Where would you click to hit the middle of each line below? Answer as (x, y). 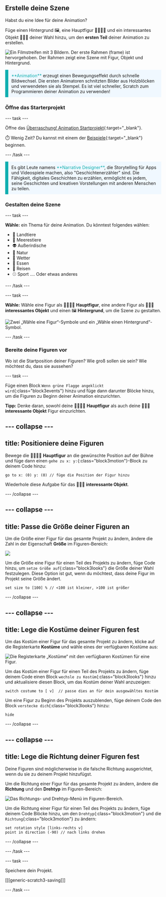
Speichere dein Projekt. (29, 870)
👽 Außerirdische (29, 245)
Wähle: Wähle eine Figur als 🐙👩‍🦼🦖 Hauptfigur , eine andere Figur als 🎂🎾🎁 (80, 305)
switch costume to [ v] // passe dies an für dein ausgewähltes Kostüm (82, 691)
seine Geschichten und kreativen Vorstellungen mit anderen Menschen (84, 183)
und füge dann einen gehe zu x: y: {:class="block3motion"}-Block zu (76, 460)
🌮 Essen (21, 263)
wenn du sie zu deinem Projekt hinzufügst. (49, 774)
